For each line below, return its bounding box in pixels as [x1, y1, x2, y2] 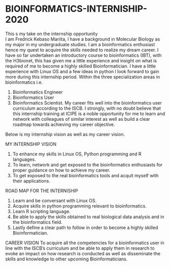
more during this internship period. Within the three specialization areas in [5, 74, 160, 80]
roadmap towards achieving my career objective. [12, 121, 115, 127]
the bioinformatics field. [12, 219, 62, 225]
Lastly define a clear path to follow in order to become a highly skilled [12, 224, 158, 230]
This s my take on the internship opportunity [5, 30, 98, 37]
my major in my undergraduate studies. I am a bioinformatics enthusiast [5, 41, 155, 47]
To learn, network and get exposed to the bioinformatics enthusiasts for [12, 161, 163, 168]
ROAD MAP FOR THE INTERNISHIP [5, 187, 78, 193]
